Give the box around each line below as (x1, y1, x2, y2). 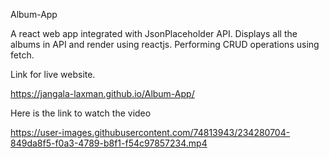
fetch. (10, 49, 35, 61)
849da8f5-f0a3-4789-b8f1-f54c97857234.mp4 (10, 137, 208, 149)
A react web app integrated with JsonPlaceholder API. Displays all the (10, 28, 298, 39)
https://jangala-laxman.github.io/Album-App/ (10, 88, 195, 99)
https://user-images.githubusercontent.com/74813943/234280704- (10, 127, 291, 138)
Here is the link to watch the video (10, 107, 152, 119)
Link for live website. (10, 69, 96, 80)
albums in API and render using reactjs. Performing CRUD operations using (10, 39, 320, 50)
